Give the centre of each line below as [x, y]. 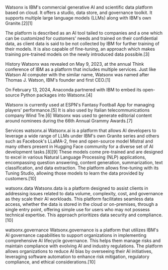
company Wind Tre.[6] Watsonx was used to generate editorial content [79, 115]
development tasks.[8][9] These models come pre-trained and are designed [84, 152]
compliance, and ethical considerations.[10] [50, 262]
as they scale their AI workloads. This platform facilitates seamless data [79, 199]
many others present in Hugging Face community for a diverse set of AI [79, 147]
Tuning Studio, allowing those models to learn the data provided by [75, 173]
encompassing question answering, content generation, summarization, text [84, 162]
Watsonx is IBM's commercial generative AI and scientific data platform [79, 7]
